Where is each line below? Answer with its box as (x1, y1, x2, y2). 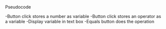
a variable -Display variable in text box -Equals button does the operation (5, 19, 155, 24)
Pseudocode (5, 4, 31, 10)
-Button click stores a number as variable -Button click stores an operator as (5, 14, 162, 19)
